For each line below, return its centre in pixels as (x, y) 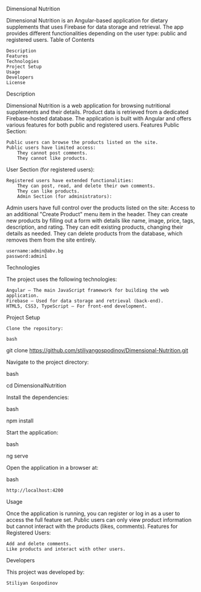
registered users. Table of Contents (51, 40)
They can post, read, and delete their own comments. (86, 186)
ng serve (17, 456)
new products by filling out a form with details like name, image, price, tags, (100, 221)
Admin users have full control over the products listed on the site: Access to (101, 208)
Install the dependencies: (38, 397)
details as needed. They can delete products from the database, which (94, 233)
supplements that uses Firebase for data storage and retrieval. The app (95, 27)
